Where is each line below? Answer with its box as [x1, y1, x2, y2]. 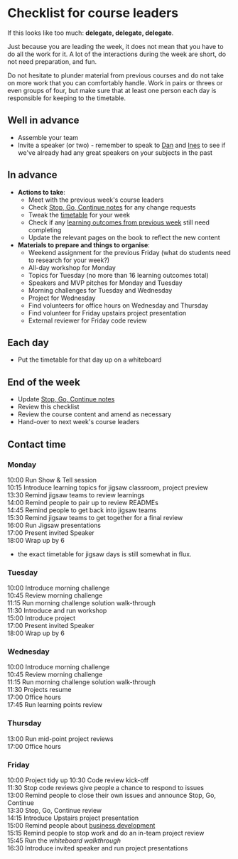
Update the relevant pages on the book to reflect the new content [28, 233, 220, 242]
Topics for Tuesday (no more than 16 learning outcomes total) [28, 271, 209, 279]
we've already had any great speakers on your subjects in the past [17, 148, 213, 157]
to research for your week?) [28, 256, 110, 264]
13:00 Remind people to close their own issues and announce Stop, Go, [7, 791, 217, 800]
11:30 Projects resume [7, 686, 72, 694]
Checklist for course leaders [7, 5, 179, 21]
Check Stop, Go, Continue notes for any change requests [28, 202, 196, 211]
